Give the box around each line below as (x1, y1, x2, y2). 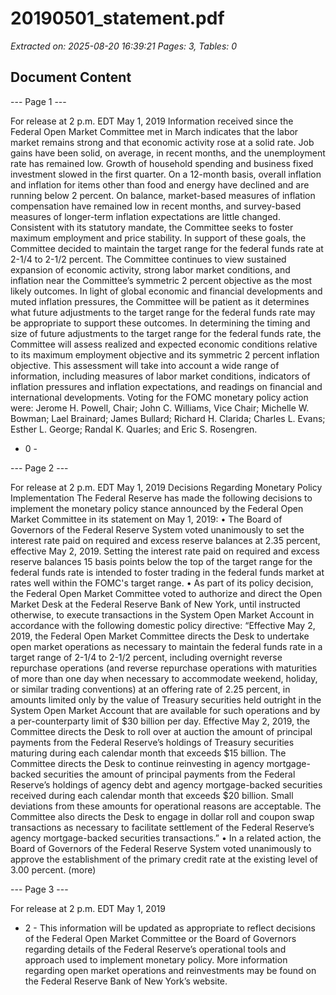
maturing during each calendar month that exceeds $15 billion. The (10, 747, 287, 759)
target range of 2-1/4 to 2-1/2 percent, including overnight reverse (10, 651, 283, 663)
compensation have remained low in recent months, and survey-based (10, 200, 302, 212)
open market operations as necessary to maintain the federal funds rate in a (10, 640, 323, 652)
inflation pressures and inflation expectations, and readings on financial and (10, 380, 323, 392)
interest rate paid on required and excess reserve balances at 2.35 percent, (10, 534, 321, 546)
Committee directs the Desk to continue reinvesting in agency (10, 757, 265, 769)
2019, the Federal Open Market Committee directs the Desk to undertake (10, 630, 310, 642)
